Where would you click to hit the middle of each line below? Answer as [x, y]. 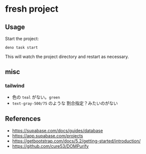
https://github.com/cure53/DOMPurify [50, 146]
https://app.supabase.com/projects [47, 135]
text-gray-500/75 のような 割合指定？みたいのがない [65, 103]
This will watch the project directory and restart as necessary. [67, 57]
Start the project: [22, 38]
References [23, 119]
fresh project [32, 9]
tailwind [15, 86]
